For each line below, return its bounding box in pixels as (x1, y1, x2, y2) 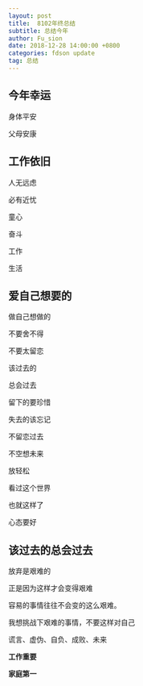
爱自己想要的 (8, 289, 72, 302)
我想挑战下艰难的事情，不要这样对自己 (8, 617, 135, 627)
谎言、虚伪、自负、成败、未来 (8, 634, 107, 645)
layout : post (8, 11, 52, 20)
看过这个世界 (8, 483, 51, 493)
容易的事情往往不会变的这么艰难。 (8, 601, 121, 610)
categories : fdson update (8, 49, 95, 57)
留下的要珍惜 (8, 397, 51, 407)
